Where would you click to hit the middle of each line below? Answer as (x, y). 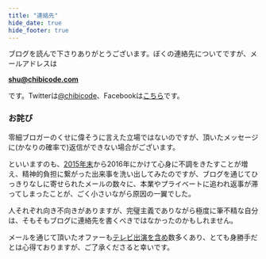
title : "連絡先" (33, 15)
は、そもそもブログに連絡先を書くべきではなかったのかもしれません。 (123, 220)
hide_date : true (35, 23)
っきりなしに (29, 184)
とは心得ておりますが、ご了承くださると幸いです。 (91, 247)
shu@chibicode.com (44, 79)
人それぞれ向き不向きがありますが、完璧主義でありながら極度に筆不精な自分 (133, 210)
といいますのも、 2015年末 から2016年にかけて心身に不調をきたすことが (125, 164)
